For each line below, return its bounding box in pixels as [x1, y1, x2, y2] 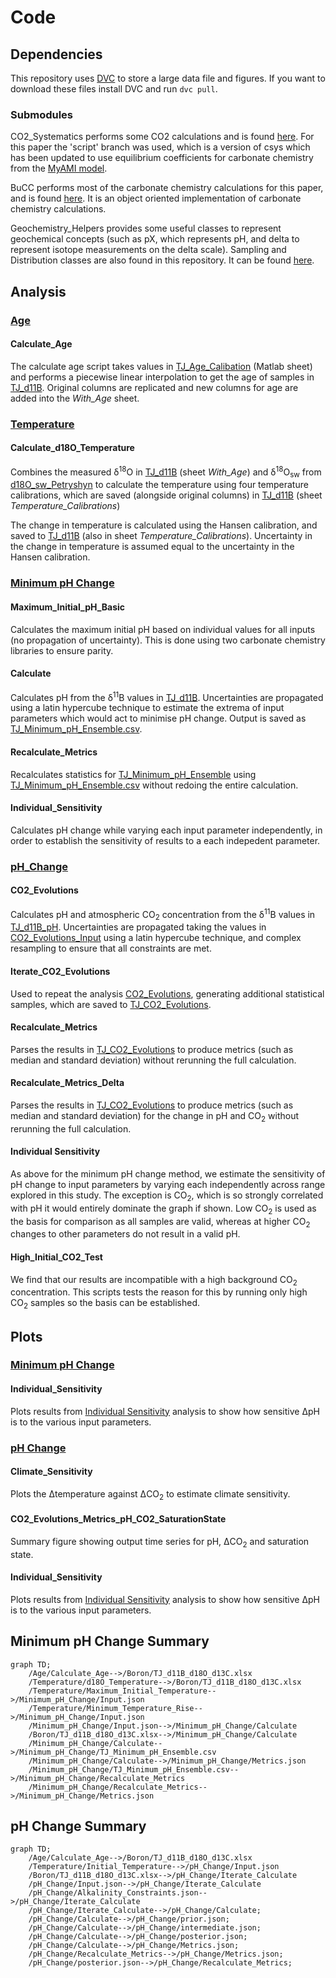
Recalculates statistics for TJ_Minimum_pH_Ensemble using [10, 768, 257, 780]
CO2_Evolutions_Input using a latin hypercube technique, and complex [10, 932, 302, 944]
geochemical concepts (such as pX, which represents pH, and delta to [10, 233, 300, 245]
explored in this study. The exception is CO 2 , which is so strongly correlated [10, 1189, 324, 1203]
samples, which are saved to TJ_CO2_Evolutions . [10, 998, 212, 1010]
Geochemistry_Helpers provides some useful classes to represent [10, 222, 282, 235]
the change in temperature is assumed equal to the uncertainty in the [10, 541, 295, 553]
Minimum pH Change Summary [10, 1633, 210, 1650]
